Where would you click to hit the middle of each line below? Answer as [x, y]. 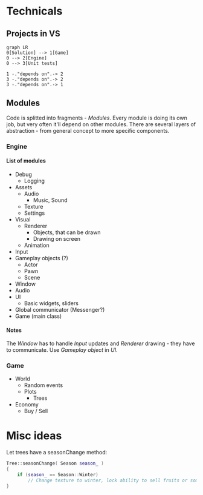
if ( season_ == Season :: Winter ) [58, 475]
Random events [43, 385]
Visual [23, 219]
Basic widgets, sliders [51, 303]
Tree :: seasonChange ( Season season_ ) [55, 463]
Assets [24, 187]
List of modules [26, 161]
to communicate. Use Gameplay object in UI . [62, 350]
